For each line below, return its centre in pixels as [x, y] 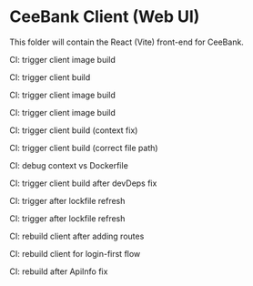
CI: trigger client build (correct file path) [84, 148]
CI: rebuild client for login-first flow [75, 253]
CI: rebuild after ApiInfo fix [59, 271]
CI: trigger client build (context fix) [74, 130]
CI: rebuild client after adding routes [77, 236]
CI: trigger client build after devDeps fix [83, 183]
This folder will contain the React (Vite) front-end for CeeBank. [126, 42]
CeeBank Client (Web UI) [105, 17]
